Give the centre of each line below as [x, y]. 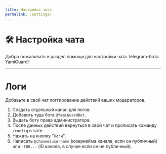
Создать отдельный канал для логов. [51, 110]
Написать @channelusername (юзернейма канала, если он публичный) [85, 141]
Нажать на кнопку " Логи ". [39, 136]
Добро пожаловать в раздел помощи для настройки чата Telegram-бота [82, 57]
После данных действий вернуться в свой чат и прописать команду [84, 125]
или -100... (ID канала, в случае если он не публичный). [72, 147]
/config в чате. [28, 131]
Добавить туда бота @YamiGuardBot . [49, 115]
